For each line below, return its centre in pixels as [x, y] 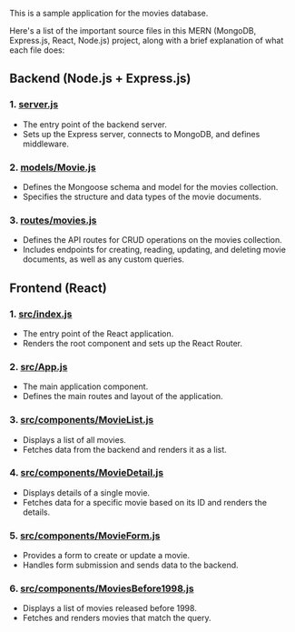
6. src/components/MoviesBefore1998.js [102, 588]
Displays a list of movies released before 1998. [109, 608]
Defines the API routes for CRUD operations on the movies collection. [152, 240]
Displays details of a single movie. [86, 492]
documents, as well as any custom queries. [103, 259]
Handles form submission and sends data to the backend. [130, 565]
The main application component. [85, 386]
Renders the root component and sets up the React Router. [133, 343]
